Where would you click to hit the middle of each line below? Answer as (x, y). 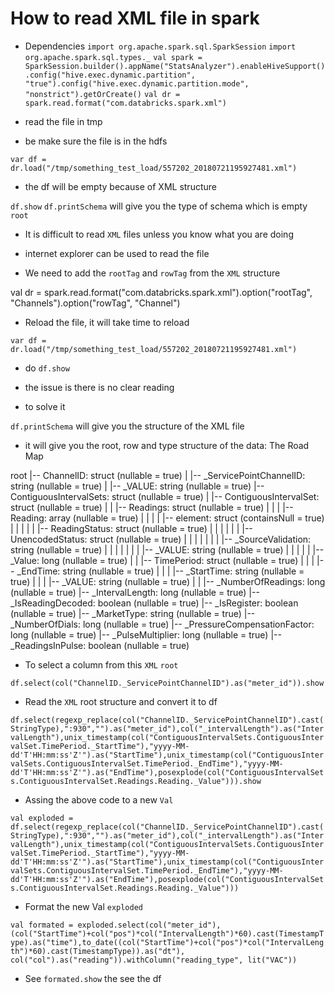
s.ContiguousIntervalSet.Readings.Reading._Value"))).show (136, 781)
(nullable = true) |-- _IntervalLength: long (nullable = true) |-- (135, 592)
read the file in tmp (63, 121)
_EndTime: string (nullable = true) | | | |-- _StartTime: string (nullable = (160, 571)
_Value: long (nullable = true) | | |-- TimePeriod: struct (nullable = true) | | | (162, 560)
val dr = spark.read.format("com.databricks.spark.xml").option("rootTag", (161, 292)
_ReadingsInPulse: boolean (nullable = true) (100, 645)
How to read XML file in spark (135, 18)
